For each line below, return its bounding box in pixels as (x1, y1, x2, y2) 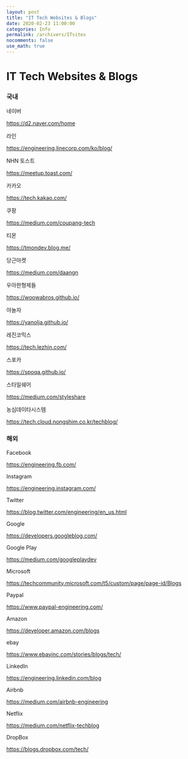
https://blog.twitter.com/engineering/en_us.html (6, 508, 127, 515)
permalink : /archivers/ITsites (6, 32, 86, 38)
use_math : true (6, 43, 45, 50)
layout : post (6, 9, 40, 15)
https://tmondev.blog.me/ (6, 244, 71, 252)
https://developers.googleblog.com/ (6, 532, 98, 539)
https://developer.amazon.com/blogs (6, 627, 100, 634)
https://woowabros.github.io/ (6, 294, 80, 301)
